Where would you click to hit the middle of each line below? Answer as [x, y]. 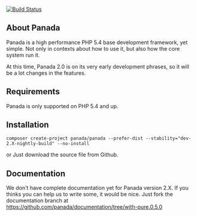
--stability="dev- [169, 138]
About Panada [33, 28]
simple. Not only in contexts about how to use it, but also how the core [93, 48]
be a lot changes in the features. [46, 73]
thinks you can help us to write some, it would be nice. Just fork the [90, 195]
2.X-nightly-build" [31, 144]
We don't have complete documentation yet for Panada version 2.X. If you [97, 188]
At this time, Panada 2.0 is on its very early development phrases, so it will [98, 66]
